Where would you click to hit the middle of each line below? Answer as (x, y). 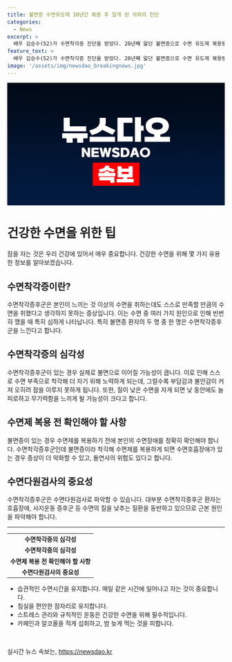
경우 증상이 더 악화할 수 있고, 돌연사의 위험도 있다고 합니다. (93, 458)
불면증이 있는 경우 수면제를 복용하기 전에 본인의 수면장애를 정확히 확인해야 (107, 440)
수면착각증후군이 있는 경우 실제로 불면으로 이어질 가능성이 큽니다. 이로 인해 (108, 372)
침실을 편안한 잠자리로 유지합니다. (62, 606)
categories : (24, 22)
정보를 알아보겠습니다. (44, 263)
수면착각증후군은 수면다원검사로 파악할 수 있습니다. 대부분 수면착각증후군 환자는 (114, 500)
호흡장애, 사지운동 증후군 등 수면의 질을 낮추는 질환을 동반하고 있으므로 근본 (108, 508)
